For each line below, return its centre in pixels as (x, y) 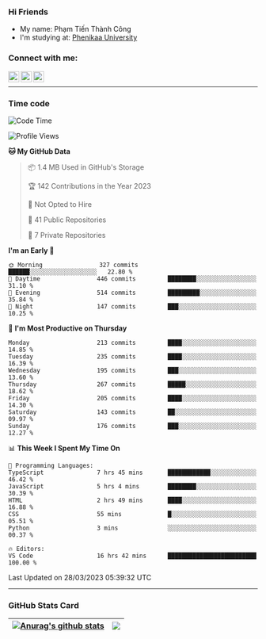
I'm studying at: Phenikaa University (78, 37)
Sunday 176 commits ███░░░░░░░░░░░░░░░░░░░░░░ (133, 426)
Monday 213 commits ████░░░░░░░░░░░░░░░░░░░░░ (133, 342)
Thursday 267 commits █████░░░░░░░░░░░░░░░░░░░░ (133, 384)
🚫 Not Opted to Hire (60, 204)
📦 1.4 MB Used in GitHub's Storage (86, 167)
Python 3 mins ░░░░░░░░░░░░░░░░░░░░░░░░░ (133, 528)
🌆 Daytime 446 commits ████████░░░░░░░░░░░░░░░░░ (133, 279)
